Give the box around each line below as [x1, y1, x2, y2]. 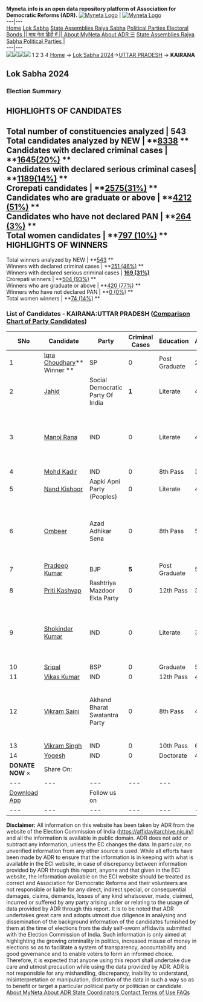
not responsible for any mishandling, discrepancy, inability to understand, [6, 969, 189, 977]
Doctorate [159, 751, 187, 760]
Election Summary [6, 87, 62, 96]
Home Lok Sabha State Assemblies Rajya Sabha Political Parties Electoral [6, 24, 189, 32]
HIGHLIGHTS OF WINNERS [6, 240, 108, 250]
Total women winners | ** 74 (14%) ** [6, 294, 100, 302]
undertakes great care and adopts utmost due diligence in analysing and [6, 911, 187, 918]
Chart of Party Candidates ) [6, 317, 88, 326]
